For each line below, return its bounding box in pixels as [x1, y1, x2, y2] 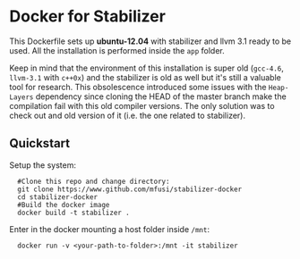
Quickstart [9, 136, 71, 151]
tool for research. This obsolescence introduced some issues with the [9, 81, 267, 92]
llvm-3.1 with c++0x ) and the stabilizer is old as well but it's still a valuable [9, 71, 282, 82]
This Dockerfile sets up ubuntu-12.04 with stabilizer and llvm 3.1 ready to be [9, 36, 292, 46]
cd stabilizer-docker [17, 192, 99, 202]
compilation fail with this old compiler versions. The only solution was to [9, 100, 275, 111]
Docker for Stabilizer [9, 6, 166, 27]
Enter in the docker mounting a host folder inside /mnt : [9, 223, 210, 234]
